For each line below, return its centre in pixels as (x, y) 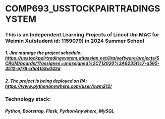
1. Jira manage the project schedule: (43, 53)
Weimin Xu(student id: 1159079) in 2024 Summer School (75, 41)
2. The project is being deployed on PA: (46, 81)
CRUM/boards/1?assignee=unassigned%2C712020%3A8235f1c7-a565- (82, 63)
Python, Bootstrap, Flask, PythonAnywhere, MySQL (60, 111)
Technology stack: (28, 99)
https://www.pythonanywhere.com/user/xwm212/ (59, 86)
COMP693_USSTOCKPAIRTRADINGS (83, 9)
